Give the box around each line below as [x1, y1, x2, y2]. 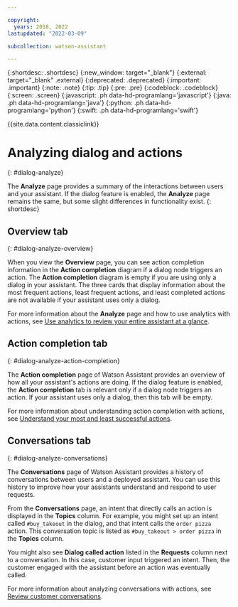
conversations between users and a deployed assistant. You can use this [7, 475, 221, 483]
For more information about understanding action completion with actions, [7, 407, 225, 415]
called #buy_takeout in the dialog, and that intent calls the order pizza [7, 519, 212, 527]
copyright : [7, 16, 40, 23]
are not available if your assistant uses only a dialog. [7, 296, 161, 304]
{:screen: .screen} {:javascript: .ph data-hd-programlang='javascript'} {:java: [7, 91, 232, 100]
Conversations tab [7, 435, 91, 447]
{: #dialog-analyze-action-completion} [7, 356, 121, 365]
